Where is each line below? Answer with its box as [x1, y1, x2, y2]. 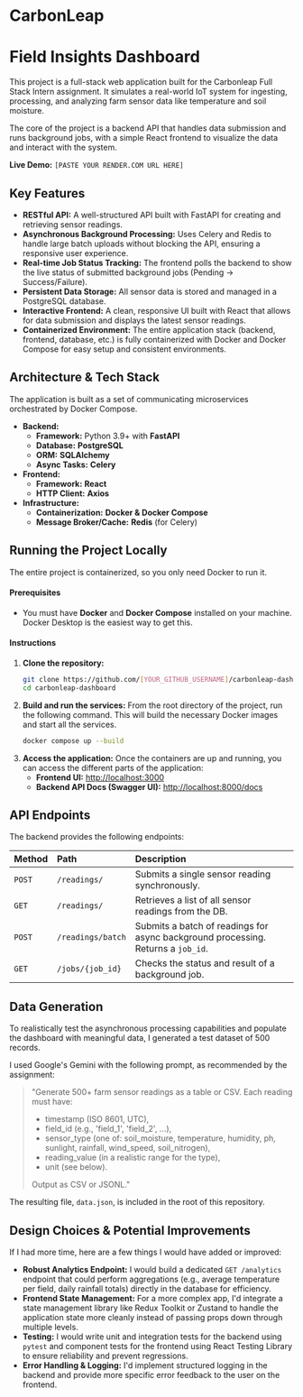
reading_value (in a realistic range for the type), [44, 1152, 221, 1163]
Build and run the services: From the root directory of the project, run [22, 700, 283, 711]
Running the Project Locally [9, 543, 168, 558]
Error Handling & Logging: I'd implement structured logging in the [22, 1360, 268, 1371]
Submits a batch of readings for [134, 920, 269, 933]
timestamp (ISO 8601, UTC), [44, 1114, 150, 1125]
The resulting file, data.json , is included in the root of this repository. [9, 1197, 266, 1208]
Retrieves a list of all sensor [134, 894, 252, 906]
